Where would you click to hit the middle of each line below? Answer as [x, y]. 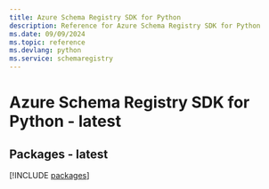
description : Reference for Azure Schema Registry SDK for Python [135, 26]
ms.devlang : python [45, 51]
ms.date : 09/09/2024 [48, 34]
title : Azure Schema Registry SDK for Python [95, 17]
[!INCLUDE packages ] [49, 175]
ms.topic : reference [48, 42]
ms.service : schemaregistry [61, 59]
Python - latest [65, 122]
